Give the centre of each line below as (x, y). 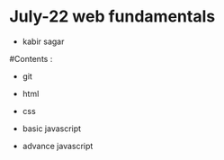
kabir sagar (43, 41)
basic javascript (52, 129)
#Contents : (31, 58)
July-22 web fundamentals (112, 17)
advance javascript (58, 146)
